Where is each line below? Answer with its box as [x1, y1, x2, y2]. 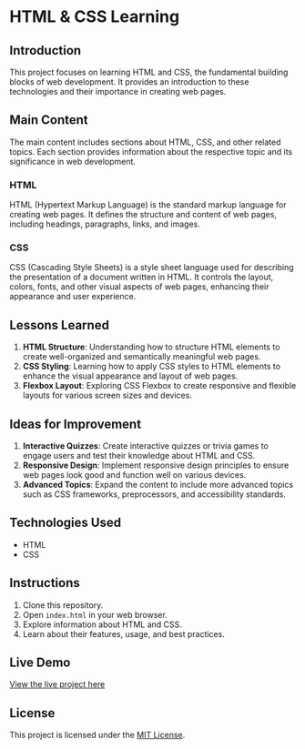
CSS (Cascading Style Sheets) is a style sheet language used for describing [9, 262, 294, 273]
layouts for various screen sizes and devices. [22, 390, 193, 401]
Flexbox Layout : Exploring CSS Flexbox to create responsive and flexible [22, 380, 297, 391]
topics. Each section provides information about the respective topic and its [9, 146, 293, 157]
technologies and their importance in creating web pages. [9, 86, 227, 96]
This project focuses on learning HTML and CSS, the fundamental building [9, 66, 289, 77]
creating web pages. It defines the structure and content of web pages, [9, 209, 278, 220]
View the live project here [9, 679, 106, 690]
